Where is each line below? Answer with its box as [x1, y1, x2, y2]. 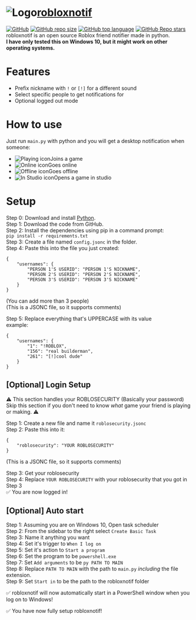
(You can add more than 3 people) [6, 297, 89, 304]
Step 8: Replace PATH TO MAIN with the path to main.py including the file [6, 565, 178, 573]
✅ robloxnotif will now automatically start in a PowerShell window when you [6, 589, 190, 596]
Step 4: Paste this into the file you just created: [6, 244, 119, 251]
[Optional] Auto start [6, 505, 84, 515]
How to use [6, 118, 62, 131]
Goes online [48, 161, 78, 168]
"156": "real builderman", [27, 348, 94, 354]
